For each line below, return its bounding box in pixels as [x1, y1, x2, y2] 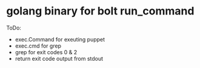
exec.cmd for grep [15, 42, 62, 49]
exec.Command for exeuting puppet [15, 36, 105, 43]
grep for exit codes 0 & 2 [15, 48, 78, 55]
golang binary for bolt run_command [6, 4, 195, 18]
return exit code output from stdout [15, 55, 104, 62]
